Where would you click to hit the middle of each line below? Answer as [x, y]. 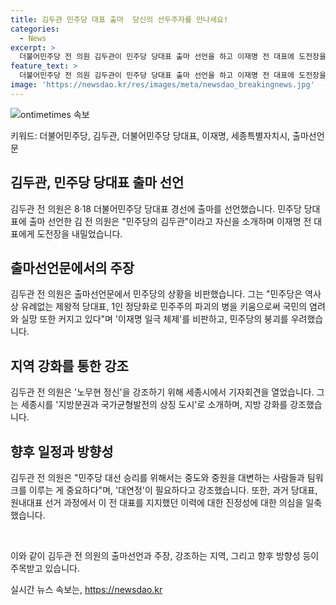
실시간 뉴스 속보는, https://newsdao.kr [86, 589]
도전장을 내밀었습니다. [79, 233]
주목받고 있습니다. [45, 568]
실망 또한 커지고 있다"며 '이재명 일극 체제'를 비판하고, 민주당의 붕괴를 [154, 319]
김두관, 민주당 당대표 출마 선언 [97, 182]
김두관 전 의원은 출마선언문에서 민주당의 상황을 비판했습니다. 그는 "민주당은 [156, 294]
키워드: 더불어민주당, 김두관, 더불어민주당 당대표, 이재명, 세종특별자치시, [150, 135]
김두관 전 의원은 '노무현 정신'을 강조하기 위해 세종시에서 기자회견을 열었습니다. [162, 392]
